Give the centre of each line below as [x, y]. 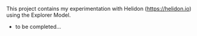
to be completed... [38, 27]
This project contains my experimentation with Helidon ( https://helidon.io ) [99, 9]
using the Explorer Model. [39, 15]
